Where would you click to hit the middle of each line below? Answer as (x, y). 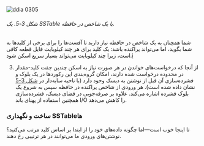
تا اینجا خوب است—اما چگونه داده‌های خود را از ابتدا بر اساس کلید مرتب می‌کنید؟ (98, 129)
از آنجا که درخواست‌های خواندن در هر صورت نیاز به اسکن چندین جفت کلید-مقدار (107, 67)
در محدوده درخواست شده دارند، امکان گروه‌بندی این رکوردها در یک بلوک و (99, 74)
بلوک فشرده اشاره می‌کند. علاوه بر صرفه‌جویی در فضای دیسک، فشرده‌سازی (102, 94)
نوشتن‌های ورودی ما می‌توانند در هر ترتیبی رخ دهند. (64, 136)
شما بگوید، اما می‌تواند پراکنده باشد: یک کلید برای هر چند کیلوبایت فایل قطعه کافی (99, 49)
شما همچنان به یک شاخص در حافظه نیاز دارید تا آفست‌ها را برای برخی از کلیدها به (99, 42)
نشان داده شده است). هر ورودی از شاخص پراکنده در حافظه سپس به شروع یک (105, 87)
